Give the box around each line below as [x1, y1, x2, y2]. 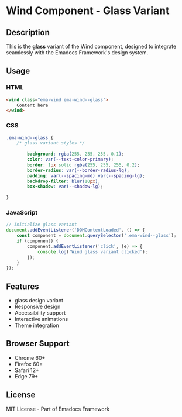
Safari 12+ [14, 367, 39, 374]
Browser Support [6, 339, 70, 349]
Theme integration [14, 322, 60, 329]
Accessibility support [14, 309, 66, 316]
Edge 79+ [14, 373, 39, 380]
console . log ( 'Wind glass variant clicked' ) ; [37, 249, 148, 255]
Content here [16, 102, 49, 108]
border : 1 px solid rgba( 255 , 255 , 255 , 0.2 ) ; [27, 162, 140, 168]
